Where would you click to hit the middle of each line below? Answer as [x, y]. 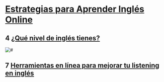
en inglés [20, 73]
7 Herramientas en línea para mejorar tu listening [82, 66]
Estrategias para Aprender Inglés [75, 9]
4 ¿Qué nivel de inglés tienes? [53, 38]
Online [19, 20]
